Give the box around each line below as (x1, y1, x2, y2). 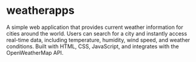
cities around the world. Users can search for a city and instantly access (6, 29, 188, 37)
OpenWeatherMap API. (6, 49, 64, 56)
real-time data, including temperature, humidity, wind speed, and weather (6, 36, 191, 43)
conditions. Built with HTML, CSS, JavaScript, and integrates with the (6, 43, 179, 50)
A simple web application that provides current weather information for (6, 23, 184, 31)
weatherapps (6, 4, 75, 17)
